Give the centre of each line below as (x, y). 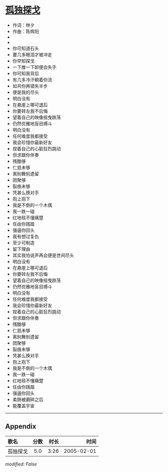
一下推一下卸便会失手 (34, 67)
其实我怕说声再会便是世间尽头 (43, 255)
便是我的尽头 (25, 92)
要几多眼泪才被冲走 (32, 54)
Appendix (21, 427)
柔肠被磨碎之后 (28, 399)
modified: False (21, 464)
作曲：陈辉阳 (25, 31)
